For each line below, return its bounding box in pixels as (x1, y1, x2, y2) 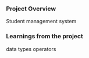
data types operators (6, 45, 56, 52)
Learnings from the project (6, 32, 83, 41)
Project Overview (6, 5, 56, 13)
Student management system (6, 18, 77, 25)
